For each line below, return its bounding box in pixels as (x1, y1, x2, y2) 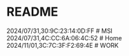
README (6, 4, 59, 20)
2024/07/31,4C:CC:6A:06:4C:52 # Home (6, 33, 122, 42)
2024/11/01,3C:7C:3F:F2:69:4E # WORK (6, 41, 119, 49)
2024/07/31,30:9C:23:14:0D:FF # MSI (6, 27, 113, 35)
